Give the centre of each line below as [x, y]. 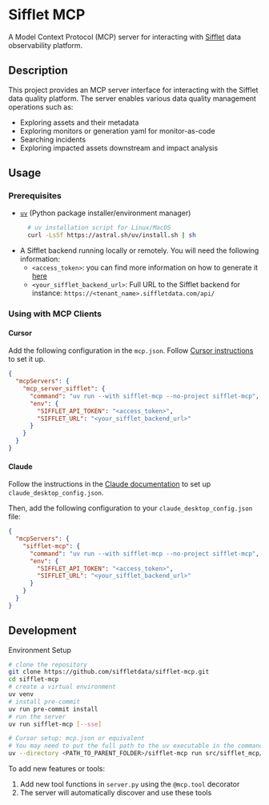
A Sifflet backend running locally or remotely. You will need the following [139, 250]
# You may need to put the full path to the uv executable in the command [136, 746]
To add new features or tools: [57, 769]
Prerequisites [35, 196]
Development [43, 631]
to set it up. [27, 359]
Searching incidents [53, 139]
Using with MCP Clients [55, 314]
